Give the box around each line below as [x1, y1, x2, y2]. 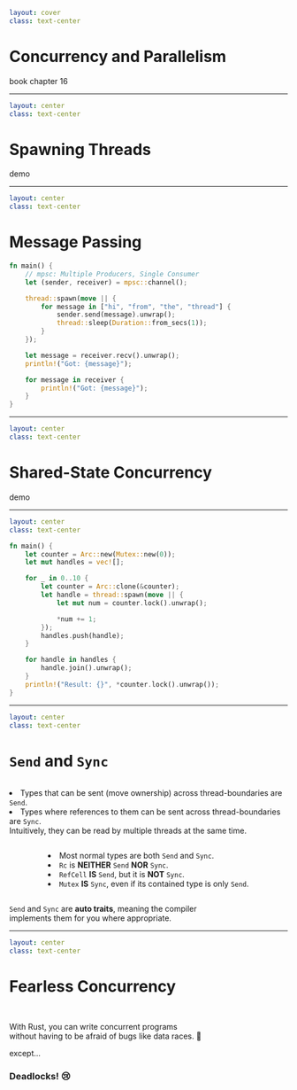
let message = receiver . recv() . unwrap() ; [25, 351, 179, 360]
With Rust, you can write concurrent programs [9, 1022, 179, 1032]
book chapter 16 [9, 75, 68, 86]
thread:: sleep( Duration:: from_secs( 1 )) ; [56, 319, 208, 328]
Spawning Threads [9, 139, 152, 160]
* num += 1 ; [56, 614, 97, 624]
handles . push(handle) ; [41, 631, 125, 640]
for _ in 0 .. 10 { [25, 574, 89, 583]
